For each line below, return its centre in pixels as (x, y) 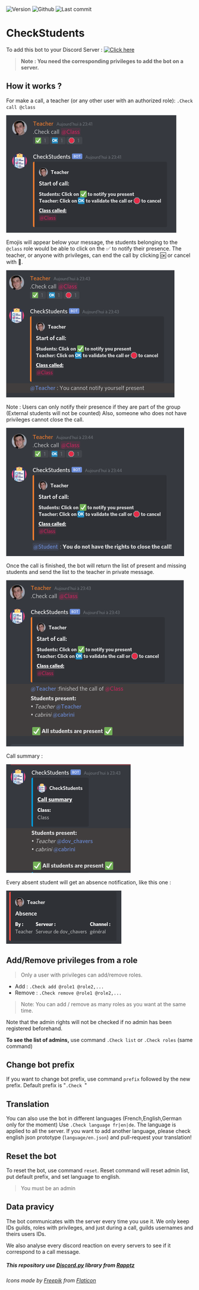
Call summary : (25, 756)
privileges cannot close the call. (45, 419)
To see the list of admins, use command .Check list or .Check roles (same (99, 1040)
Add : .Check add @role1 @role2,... (59, 986)
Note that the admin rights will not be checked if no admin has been (89, 1022)
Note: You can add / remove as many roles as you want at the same (103, 1004)
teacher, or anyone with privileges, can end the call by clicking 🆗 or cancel (98, 255)
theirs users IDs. (26, 1233)
